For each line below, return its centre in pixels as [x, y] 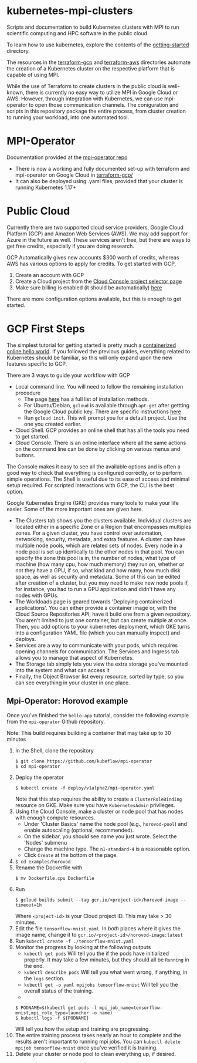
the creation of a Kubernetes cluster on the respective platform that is [91, 68]
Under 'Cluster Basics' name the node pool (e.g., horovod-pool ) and [105, 824]
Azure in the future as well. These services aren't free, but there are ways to [99, 239]
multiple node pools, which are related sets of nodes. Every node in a [99, 545]
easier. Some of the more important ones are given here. [75, 509]
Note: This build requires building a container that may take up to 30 [89, 733]
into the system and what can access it [62, 670]
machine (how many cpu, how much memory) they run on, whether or [100, 564]
